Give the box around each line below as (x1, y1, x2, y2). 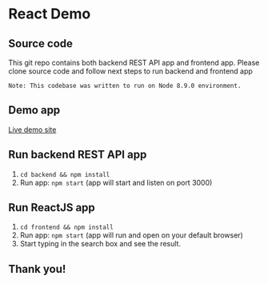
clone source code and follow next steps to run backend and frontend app (8, 66, 254, 76)
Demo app (8, 103, 61, 117)
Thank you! (8, 262, 66, 276)
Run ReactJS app (8, 201, 96, 214)
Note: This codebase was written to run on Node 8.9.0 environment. (8, 82, 242, 90)
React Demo (8, 5, 91, 23)
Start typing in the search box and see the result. (19, 239, 182, 249)
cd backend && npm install (19, 170, 110, 178)
